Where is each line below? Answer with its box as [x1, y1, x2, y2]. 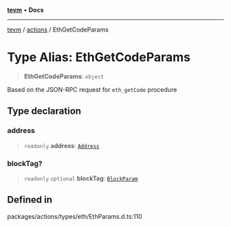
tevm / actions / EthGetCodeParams [7, 25, 109, 34]
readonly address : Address [23, 141, 100, 150]
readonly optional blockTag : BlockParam [23, 174, 138, 182]
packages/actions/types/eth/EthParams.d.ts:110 [7, 212, 142, 220]
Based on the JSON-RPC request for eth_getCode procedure [7, 85, 177, 93]
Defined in [7, 194, 53, 206]
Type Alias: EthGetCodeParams [7, 49, 191, 65]
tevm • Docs [7, 6, 44, 14]
